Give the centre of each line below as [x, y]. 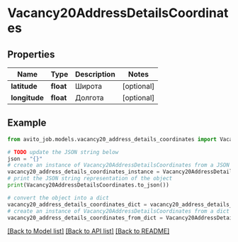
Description [95, 74]
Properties [31, 54]
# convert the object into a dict [58, 198]
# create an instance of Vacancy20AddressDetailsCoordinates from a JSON [119, 165]
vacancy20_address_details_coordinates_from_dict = [85, 218]
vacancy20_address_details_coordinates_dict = [77, 204]
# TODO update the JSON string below [63, 152]
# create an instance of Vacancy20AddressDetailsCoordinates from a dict [119, 211]
